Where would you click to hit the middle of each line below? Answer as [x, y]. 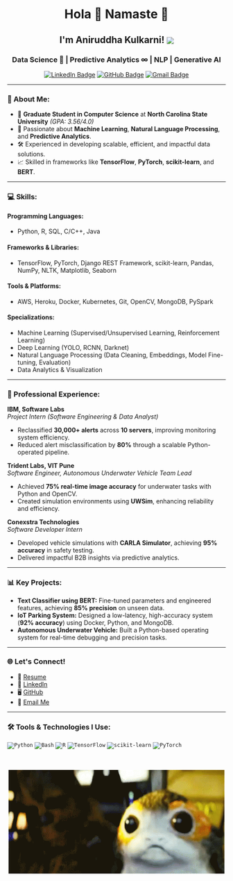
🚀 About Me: [28, 99]
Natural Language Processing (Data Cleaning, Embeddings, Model [112, 355]
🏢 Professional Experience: [54, 394]
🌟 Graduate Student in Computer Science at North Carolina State [112, 115]
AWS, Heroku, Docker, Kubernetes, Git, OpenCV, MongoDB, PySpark [115, 301]
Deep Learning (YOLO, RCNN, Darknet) [73, 347]
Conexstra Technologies [43, 522]
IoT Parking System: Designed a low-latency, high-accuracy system [115, 615]
